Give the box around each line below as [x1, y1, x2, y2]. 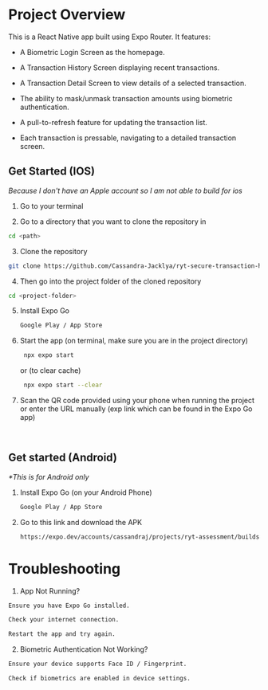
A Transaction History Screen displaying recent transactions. [19, 62, 220, 73]
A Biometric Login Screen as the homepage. [19, 47, 165, 57]
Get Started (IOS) [8, 165, 96, 178]
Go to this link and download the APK [19, 517, 142, 527]
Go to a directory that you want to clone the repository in [19, 217, 207, 226]
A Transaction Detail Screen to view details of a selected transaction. [19, 78, 247, 88]
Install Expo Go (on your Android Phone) [19, 488, 153, 497]
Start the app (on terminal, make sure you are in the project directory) [19, 336, 249, 346]
